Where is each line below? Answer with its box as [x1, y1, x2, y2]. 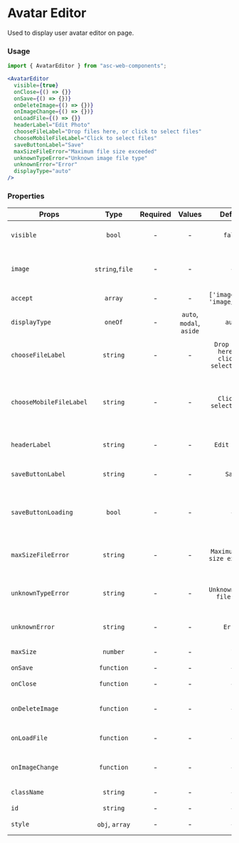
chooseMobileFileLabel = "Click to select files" [14, 134, 158, 141]
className [11, 788, 44, 797]
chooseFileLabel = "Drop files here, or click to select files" [14, 128, 202, 136]
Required [139, 210, 171, 220]
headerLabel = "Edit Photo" [14, 122, 91, 129]
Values [178, 210, 203, 220]
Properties [7, 191, 45, 201]
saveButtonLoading [11, 508, 73, 517]
